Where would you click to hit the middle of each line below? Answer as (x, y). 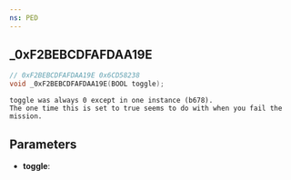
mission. (26, 116)
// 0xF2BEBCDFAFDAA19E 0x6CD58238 (75, 75)
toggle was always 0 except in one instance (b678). (111, 101)
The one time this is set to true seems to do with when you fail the (146, 109)
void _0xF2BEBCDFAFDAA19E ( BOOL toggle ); (87, 84)
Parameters (43, 144)
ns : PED (24, 18)
